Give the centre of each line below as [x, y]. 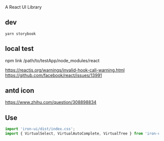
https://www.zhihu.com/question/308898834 [51, 102]
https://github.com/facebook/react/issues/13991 [54, 75]
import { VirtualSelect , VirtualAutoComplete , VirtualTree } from [74, 134]
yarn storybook [20, 34]
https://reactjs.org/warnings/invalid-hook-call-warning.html [65, 70]
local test [20, 49]
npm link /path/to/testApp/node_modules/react [52, 60]
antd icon [20, 91]
